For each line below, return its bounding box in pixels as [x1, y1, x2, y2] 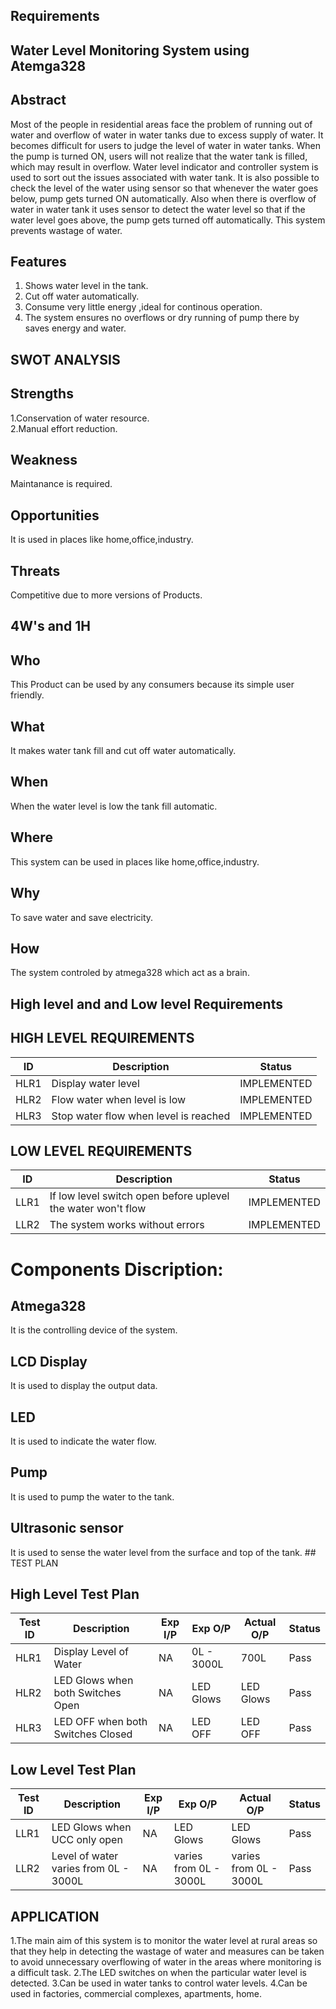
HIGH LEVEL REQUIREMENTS [10, 1030, 195, 1047]
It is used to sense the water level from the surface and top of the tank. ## [10, 1546, 317, 1558]
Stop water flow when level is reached [51, 1109, 231, 1123]
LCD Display [10, 1353, 88, 1370]
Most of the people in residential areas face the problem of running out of [10, 118, 313, 130]
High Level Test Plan [10, 1585, 140, 1603]
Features [10, 253, 67, 270]
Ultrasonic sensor [10, 1520, 124, 1537]
